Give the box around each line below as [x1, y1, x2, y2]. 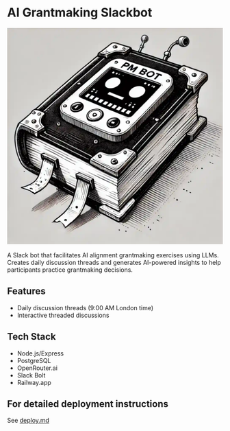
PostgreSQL [16, 356, 51, 364]
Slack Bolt [16, 371, 46, 379]
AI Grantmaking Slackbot [7, 5, 153, 21]
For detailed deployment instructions [7, 398, 169, 410]
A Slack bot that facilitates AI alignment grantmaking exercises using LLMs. [7, 251, 219, 259]
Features [7, 286, 46, 297]
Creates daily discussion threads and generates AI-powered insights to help [7, 258, 221, 266]
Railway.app [16, 378, 51, 386]
